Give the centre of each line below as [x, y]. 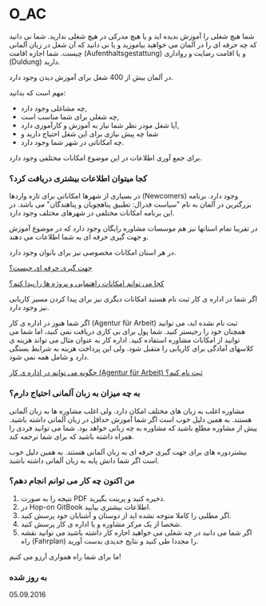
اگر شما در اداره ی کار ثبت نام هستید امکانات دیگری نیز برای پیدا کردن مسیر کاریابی [133, 299]
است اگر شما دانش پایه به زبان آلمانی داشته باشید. [84, 460]
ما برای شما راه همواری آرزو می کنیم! [65, 556]
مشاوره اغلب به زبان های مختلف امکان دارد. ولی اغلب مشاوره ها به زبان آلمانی [127, 411]
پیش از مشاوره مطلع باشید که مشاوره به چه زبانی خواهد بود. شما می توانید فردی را [133, 427]
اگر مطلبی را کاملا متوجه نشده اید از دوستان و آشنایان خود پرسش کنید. [126, 515]
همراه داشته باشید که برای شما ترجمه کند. [71, 436]
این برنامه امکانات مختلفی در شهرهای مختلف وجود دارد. [92, 213]
